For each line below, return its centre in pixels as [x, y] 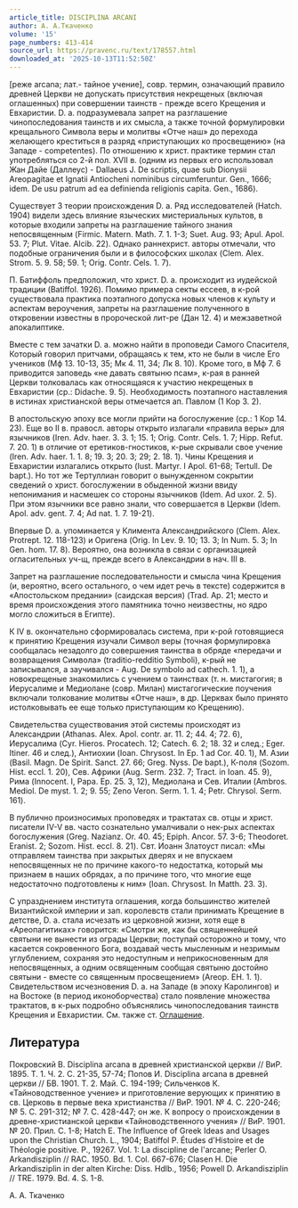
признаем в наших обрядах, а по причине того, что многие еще [130, 874]
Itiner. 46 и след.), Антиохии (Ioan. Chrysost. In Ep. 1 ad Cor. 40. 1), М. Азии [149, 753]
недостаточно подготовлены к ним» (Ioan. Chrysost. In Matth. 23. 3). [139, 884]
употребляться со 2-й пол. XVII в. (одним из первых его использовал [141, 160]
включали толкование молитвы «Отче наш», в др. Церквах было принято [149, 698]
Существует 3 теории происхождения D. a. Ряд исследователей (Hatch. [146, 205]
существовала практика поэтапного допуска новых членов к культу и [142, 299]
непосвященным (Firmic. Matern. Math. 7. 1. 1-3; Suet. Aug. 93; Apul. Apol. [147, 234]
